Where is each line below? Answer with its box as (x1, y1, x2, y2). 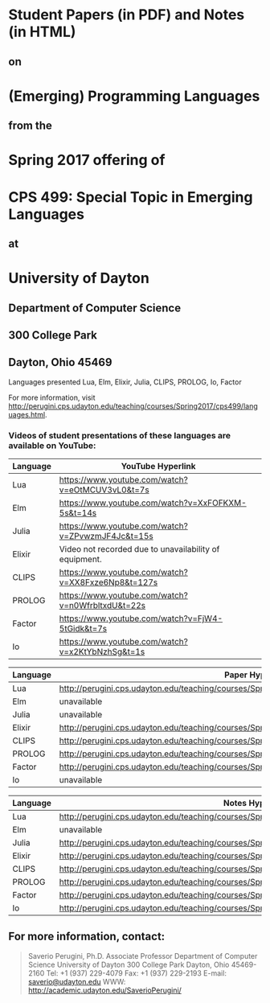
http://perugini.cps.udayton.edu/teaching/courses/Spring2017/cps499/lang (8, 401, 259, 411)
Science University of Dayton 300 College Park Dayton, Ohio (27, 960, 230, 969)
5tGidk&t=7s (59, 623, 108, 634)
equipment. (59, 553, 102, 565)
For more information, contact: (8, 930, 166, 943)
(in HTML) (8, 23, 76, 41)
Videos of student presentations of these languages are (8, 430, 231, 441)
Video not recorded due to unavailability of (59, 544, 220, 554)
